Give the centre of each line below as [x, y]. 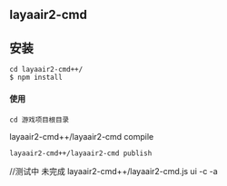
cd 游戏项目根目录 [39, 120]
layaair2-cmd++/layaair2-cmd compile [82, 137]
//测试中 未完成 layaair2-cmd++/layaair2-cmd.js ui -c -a [113, 171]
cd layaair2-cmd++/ [46, 70]
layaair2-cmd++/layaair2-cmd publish [81, 153]
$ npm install [36, 78]
